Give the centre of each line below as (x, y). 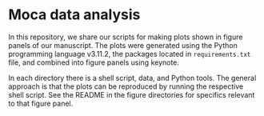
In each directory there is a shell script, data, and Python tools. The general (132, 78)
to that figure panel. (41, 103)
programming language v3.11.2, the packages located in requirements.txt (130, 54)
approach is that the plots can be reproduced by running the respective (126, 86)
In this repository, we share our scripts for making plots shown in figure (126, 37)
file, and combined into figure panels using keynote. (94, 62)
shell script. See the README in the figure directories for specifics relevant (132, 94)
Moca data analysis (74, 15)
